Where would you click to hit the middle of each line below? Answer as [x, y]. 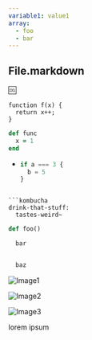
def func [23, 133]
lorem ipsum [29, 327]
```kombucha [28, 201]
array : [19, 23]
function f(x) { [35, 105]
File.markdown [46, 70]
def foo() [25, 229]
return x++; [36, 113]
